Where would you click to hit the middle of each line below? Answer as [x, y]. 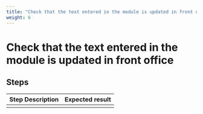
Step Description [34, 99]
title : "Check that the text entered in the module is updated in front [100, 12]
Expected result [88, 99]
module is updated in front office [90, 60]
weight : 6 [19, 17]
